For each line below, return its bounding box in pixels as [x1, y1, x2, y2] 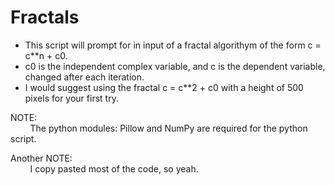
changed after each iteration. [24, 71, 145, 83]
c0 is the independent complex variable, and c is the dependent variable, [24, 60, 326, 72]
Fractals [10, 6, 80, 29]
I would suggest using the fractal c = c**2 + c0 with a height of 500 [24, 81, 304, 93]
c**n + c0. [24, 49, 68, 61]
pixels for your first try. [24, 92, 119, 104]
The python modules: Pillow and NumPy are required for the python [29, 122, 308, 134]
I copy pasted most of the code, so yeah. [29, 162, 199, 175]
